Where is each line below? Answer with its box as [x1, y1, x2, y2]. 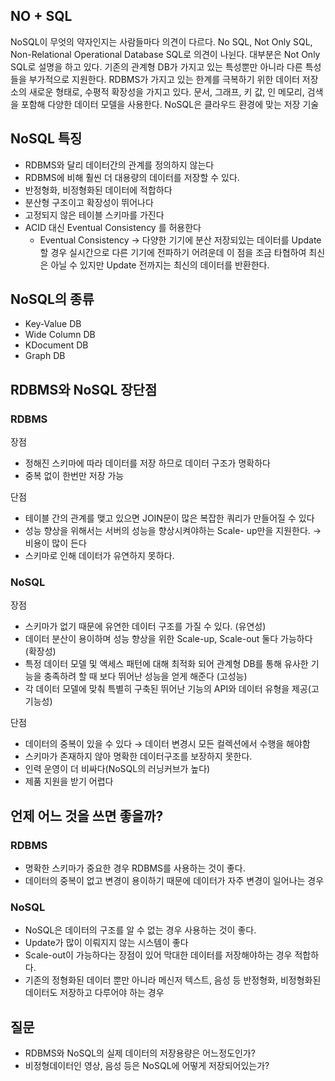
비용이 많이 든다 [24, 537, 87, 549]
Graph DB [24, 350, 66, 362]
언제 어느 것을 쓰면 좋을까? [10, 807, 164, 824]
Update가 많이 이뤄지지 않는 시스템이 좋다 [24, 937, 189, 949]
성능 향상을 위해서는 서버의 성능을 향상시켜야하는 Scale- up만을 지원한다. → [24, 525, 322, 537]
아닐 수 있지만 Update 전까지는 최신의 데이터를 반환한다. [50, 259, 270, 271]
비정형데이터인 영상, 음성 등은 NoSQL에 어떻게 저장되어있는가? [24, 1060, 270, 1072]
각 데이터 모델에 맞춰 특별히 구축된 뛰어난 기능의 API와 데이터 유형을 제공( [24, 683, 312, 695]
